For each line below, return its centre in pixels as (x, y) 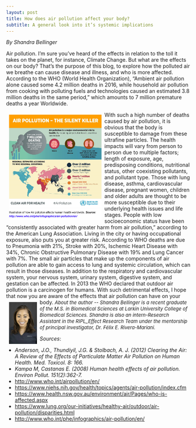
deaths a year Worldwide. (37, 103)
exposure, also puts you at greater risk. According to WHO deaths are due (96, 240)
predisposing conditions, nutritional (147, 165)
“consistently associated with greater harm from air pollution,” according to (97, 228)
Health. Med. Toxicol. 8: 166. (49, 363)
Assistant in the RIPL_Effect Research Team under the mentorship (114, 321)
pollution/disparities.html (45, 413)
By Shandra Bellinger (32, 42)
